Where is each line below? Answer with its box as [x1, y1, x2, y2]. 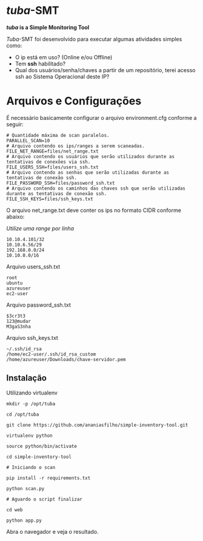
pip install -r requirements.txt [6, 475, 91, 481]
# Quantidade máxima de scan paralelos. [6, 132, 110, 138]
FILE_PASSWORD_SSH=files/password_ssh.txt [6, 180, 115, 186]
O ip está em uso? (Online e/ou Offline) [15, 53, 113, 61]
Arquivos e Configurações [6, 95, 142, 108]
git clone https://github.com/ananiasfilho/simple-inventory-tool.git [6, 422, 188, 428]
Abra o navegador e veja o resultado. [6, 528, 99, 535]
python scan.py [6, 485, 45, 491]
